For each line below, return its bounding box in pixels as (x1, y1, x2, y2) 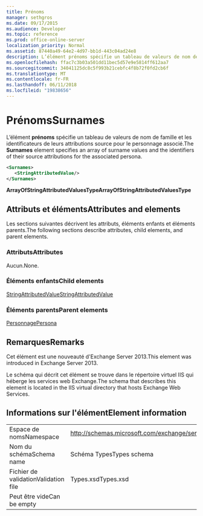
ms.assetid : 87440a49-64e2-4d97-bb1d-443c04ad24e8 (6, 48, 137, 54)
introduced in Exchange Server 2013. (6, 359, 98, 366)
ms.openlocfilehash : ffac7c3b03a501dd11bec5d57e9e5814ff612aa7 (6, 59, 169, 65)
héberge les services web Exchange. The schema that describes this (6, 377, 176, 384)
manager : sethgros (6, 15, 53, 21)
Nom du (9, 442, 32, 451)
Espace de (9, 425, 39, 433)
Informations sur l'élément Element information (6, 408, 187, 418)
